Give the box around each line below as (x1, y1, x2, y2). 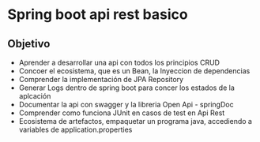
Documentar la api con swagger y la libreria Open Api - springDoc (18, 100, 234, 109)
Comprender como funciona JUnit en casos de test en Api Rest (18, 108, 225, 118)
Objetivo (7, 37, 51, 50)
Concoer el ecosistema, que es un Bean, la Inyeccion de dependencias (18, 66, 251, 76)
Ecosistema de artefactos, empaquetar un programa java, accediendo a (18, 117, 252, 125)
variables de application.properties (18, 125, 133, 134)
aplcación (18, 92, 51, 100)
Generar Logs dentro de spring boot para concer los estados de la (18, 83, 235, 92)
